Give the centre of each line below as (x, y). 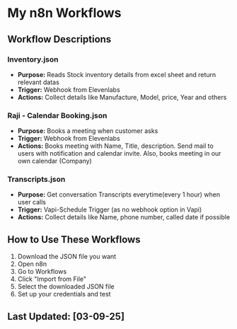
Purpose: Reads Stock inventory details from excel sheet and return (117, 74)
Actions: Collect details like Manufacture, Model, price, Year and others (122, 97)
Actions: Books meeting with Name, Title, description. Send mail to (115, 146)
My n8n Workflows (64, 13)
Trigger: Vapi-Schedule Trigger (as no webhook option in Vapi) (110, 209)
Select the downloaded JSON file (66, 287)
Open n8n (32, 264)
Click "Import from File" (52, 279)
